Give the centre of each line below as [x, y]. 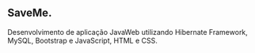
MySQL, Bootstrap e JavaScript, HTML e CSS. [82, 40]
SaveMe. [30, 13]
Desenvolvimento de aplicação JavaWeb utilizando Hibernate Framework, [128, 32]
